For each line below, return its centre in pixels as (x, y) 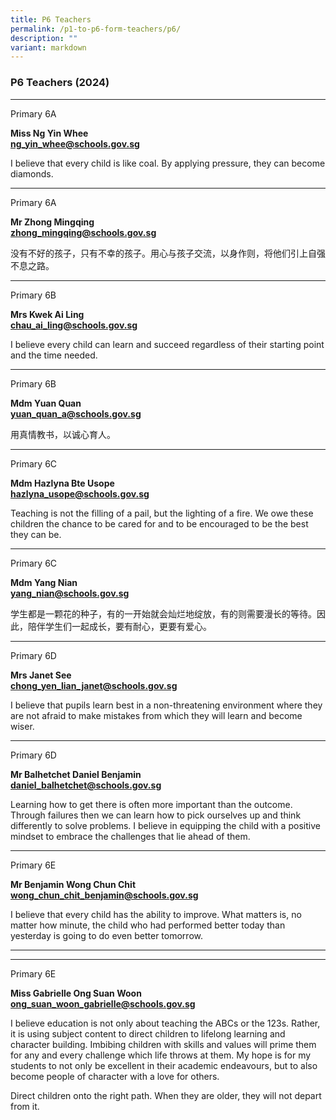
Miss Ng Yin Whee (49, 133)
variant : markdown (48, 47)
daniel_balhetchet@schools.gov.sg (86, 785)
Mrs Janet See (41, 675)
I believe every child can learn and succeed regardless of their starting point (167, 344)
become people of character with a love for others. (115, 1076)
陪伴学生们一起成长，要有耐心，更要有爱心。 (119, 626)
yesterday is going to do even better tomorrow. (106, 935)
